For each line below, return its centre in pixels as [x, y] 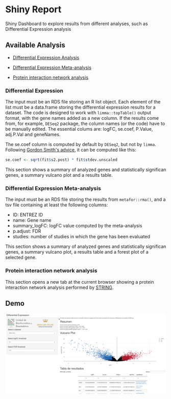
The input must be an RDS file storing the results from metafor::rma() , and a [86, 199]
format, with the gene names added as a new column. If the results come [82, 118]
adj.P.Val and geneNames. [33, 135]
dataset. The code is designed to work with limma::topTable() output [78, 113]
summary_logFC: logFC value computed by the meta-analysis [77, 226]
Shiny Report [33, 9]
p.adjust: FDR [27, 231]
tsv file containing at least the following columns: [57, 205]
